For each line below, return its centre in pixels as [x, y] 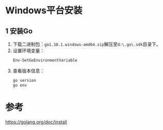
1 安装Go [19, 31]
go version [24, 80]
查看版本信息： [28, 71]
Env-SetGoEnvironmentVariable [45, 60]
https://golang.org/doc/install [36, 122]
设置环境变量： [28, 51]
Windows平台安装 [44, 10]
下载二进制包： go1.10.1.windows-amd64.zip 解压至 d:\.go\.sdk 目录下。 [87, 44]
